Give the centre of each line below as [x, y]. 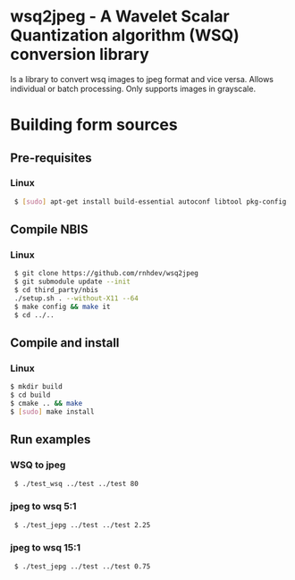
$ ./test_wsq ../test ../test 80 [76, 483]
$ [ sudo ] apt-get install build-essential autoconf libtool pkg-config [150, 202]
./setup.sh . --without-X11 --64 [76, 298]
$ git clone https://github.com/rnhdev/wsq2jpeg [106, 273]
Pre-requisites [51, 158]
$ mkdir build [37, 387]
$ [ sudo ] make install [52, 412]
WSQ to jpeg [38, 465]
